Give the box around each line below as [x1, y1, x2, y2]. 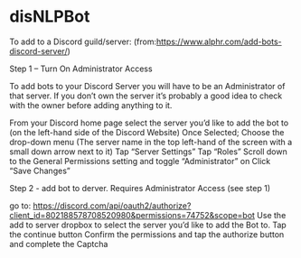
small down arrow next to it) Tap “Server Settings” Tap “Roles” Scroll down [9, 146, 287, 157]
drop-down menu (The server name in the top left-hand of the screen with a [9, 136, 293, 147]
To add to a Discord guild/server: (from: [9, 36, 156, 47]
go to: [9, 200, 32, 211]
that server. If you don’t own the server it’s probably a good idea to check [9, 90, 283, 101]
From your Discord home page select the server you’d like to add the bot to [9, 117, 289, 128]
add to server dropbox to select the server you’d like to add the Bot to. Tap [9, 219, 287, 230]
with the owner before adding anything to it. [9, 99, 173, 110]
